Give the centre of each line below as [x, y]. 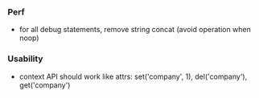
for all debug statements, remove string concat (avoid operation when [135, 30]
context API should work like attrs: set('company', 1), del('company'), [133, 76]
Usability [25, 59]
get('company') [45, 85]
